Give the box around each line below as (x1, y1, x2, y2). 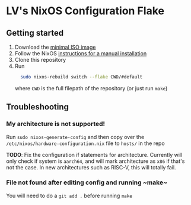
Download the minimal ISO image (14, 43, 96, 51)
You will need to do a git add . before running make (6, 192, 132, 199)
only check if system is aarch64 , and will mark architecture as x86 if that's (6, 157, 185, 165)
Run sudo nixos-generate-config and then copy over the (6, 133, 145, 140)
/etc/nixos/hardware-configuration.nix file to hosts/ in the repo (6, 140, 165, 147)
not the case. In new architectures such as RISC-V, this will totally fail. (6, 163, 176, 171)
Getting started (6, 28, 64, 38)
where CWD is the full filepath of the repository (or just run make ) (14, 84, 168, 92)
